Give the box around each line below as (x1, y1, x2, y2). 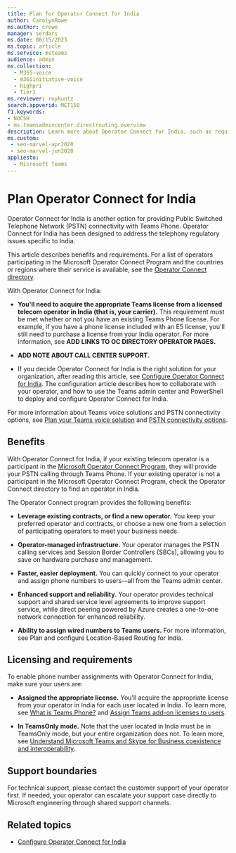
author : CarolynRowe (7, 17, 68, 24)
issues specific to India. (7, 236, 76, 245)
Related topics (7, 819, 72, 830)
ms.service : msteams (7, 50, 68, 57)
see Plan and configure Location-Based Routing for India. (17, 634, 184, 642)
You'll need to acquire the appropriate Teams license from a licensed (17, 300, 223, 308)
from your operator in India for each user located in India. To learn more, (17, 701, 227, 710)
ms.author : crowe (7, 23, 58, 30)
